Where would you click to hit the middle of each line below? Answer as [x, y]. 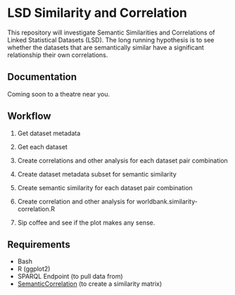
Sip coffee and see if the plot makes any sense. [86, 222]
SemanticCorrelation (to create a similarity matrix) [90, 284]
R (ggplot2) [34, 269]
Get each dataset [43, 146]
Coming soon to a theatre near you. [59, 94]
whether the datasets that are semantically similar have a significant [106, 47]
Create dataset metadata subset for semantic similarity [97, 174]
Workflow [29, 117]
